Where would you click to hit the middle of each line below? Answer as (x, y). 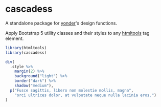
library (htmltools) (26, 48)
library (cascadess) (26, 52)
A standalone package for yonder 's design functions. (61, 23)
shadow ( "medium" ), (34, 86)
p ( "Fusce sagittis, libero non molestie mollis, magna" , (72, 90)
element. (15, 38)
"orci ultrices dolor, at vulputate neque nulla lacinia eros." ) (86, 95)
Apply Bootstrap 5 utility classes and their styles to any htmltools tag (77, 33)
